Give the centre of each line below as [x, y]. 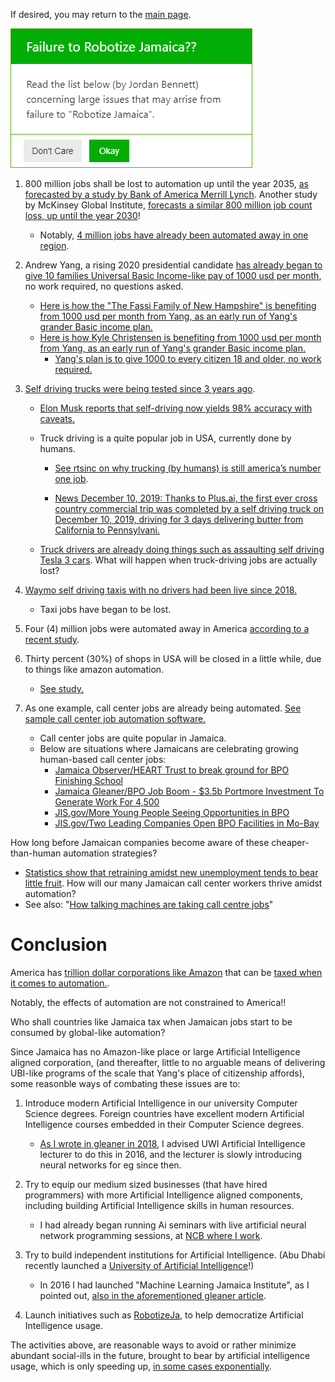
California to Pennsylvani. [107, 530]
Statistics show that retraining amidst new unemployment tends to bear [171, 872]
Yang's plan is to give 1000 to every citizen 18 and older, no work [188, 358]
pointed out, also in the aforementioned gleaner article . [153, 1295]
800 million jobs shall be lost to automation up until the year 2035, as [166, 183]
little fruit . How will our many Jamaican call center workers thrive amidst [173, 883]
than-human [36, 853]
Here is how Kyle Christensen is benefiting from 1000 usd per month [180, 337]
